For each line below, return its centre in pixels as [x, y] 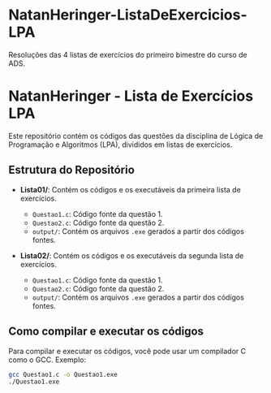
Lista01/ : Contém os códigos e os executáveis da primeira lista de [130, 189]
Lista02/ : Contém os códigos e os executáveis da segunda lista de [132, 255]
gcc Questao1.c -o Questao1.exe [63, 374]
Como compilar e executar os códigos [106, 332]
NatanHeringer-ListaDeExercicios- [128, 15]
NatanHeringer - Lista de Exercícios [131, 96]
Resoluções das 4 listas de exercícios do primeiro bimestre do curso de [128, 54]
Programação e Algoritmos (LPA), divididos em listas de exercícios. [120, 145]
